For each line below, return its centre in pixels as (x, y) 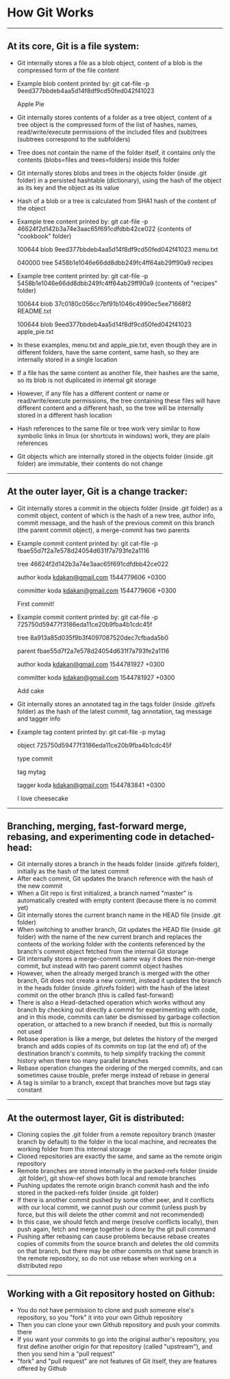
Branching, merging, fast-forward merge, (97, 826)
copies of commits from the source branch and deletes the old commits (118, 1244)
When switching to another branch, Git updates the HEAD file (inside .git (119, 930)
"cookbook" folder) (44, 236)
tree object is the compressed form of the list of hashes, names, (107, 124)
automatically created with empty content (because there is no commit (117, 900)
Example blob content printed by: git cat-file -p (83, 83)
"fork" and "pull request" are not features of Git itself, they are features (117, 1361)
